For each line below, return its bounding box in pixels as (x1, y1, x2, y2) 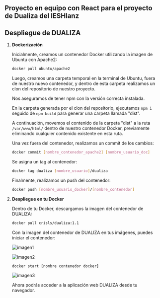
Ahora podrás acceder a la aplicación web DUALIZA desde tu (11, 282, 138, 288)
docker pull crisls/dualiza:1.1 (11, 221, 79, 225)
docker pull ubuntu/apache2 (11, 67, 70, 72)
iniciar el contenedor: (11, 234, 56, 240)
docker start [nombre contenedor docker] (11, 263, 99, 269)
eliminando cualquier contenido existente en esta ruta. (11, 131, 123, 137)
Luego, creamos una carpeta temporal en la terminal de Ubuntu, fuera (11, 75, 156, 81)
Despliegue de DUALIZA (4, 28, 81, 37)
